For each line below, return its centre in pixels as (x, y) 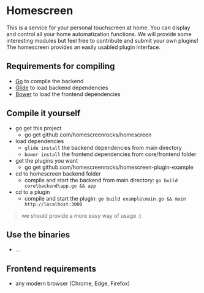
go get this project (38, 128)
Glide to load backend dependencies (62, 87)
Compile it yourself (43, 113)
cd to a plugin (32, 192)
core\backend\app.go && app (60, 186)
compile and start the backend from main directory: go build (101, 180)
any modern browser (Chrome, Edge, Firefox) (73, 284)
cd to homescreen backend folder (58, 173)
